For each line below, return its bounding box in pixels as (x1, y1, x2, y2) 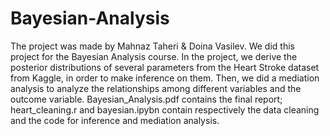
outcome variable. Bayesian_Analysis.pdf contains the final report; (10, 93, 283, 105)
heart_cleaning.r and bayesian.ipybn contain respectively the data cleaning (10, 103, 320, 116)
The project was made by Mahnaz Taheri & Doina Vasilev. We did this (10, 40, 295, 52)
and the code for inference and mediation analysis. (10, 114, 220, 126)
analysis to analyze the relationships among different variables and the (10, 82, 302, 94)
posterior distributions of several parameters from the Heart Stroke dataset (10, 61, 320, 73)
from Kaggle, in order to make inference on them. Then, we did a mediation (10, 72, 320, 84)
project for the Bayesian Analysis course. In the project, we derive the (10, 50, 298, 62)
